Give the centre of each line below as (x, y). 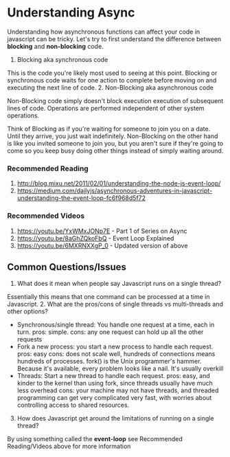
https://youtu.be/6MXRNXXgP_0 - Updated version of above (102, 245)
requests (30, 339)
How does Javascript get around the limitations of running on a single (115, 419)
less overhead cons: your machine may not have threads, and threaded (118, 390)
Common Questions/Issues (67, 267)
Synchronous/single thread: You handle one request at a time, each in (116, 325)
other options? (27, 311)
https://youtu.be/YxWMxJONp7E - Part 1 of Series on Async (102, 231)
